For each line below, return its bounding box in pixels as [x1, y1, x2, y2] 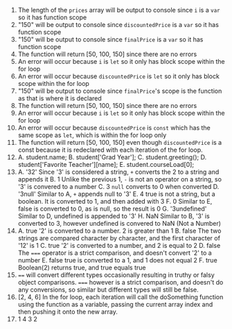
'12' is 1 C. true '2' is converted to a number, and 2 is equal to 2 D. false [17, 242, 221, 249]
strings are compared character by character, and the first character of [17, 234, 221, 242]
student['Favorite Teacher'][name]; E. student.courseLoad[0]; [17, 161, 195, 168]
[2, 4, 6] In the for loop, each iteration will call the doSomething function [17, 293, 224, 301]
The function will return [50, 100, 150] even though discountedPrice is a [17, 139, 222, 146]
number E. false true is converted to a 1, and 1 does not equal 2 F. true [17, 256, 217, 264]
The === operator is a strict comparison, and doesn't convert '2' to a [17, 249, 212, 257]
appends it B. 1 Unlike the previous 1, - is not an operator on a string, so [17, 175, 222, 183]
